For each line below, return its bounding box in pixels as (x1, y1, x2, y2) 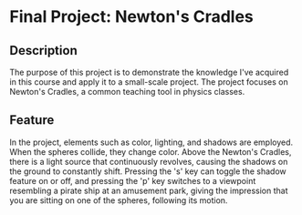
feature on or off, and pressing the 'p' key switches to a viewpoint (9, 175, 256, 186)
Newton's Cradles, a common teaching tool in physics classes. (9, 87, 245, 97)
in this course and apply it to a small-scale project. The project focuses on (9, 77, 289, 87)
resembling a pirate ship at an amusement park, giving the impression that (9, 185, 288, 196)
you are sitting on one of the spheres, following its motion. (9, 194, 228, 206)
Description (9, 43, 78, 58)
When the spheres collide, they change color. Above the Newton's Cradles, (9, 146, 292, 157)
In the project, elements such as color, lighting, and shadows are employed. (9, 137, 294, 148)
